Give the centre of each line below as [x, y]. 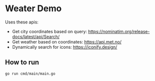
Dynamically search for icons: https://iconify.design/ [65, 47]
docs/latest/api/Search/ [36, 37]
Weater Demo [33, 9]
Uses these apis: [22, 22]
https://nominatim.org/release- [119, 31]
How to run [22, 62]
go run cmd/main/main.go [30, 74]
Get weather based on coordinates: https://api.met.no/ [67, 41]
